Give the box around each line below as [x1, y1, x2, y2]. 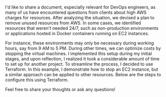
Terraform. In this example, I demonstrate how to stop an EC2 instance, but [5, 66, 159, 72]
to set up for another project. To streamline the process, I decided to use [5, 61, 154, 67]
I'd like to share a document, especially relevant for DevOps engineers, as [5, 4, 156, 10]
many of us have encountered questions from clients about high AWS [5, 9, 147, 15]
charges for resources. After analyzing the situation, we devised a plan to [5, 15, 155, 20]
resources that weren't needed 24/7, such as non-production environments [5, 25, 159, 31]
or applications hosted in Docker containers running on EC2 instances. [5, 31, 150, 36]
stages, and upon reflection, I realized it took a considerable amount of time [5, 56, 160, 61]
